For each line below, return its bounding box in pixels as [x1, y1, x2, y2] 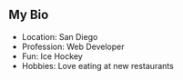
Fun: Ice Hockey [21, 50, 83, 62]
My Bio [8, 7, 49, 23]
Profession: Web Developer [21, 41, 125, 52]
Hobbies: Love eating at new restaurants [21, 60, 174, 71]
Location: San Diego [21, 31, 98, 42]
